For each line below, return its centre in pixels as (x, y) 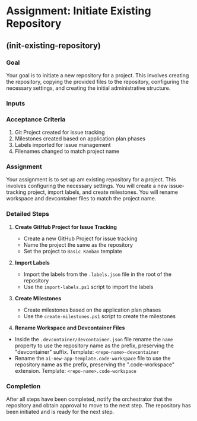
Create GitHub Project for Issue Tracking (66, 227)
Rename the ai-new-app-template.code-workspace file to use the (93, 358)
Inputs (16, 103)
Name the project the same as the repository (78, 244)
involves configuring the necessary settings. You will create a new (87, 186)
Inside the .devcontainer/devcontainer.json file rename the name (94, 339)
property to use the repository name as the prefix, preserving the (94, 345)
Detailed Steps (28, 214)
